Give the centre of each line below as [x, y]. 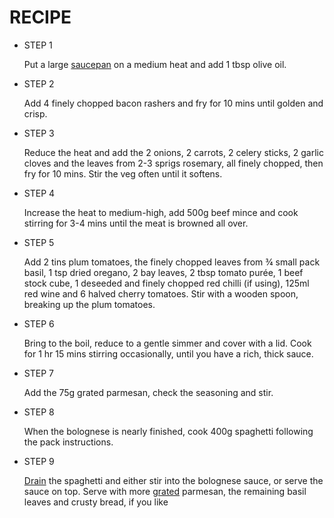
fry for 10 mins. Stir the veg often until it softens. [123, 173]
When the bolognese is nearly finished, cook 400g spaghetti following [168, 431]
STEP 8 [39, 412]
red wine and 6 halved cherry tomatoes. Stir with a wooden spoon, [161, 293]
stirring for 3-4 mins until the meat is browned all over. [136, 223]
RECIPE [40, 17]
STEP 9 [39, 461]
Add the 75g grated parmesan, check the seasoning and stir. [148, 392]
